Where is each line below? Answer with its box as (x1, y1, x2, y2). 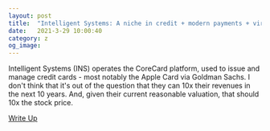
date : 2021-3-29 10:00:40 (8, 27, 103, 35)
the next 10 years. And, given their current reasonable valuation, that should (8, 89, 260, 99)
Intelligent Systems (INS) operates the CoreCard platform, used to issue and (8, 63, 260, 73)
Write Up (8, 113, 38, 123)
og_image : (8, 42, 42, 50)
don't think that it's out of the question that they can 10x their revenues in (8, 81, 251, 91)
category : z (8, 34, 48, 43)
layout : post (8, 11, 52, 20)
